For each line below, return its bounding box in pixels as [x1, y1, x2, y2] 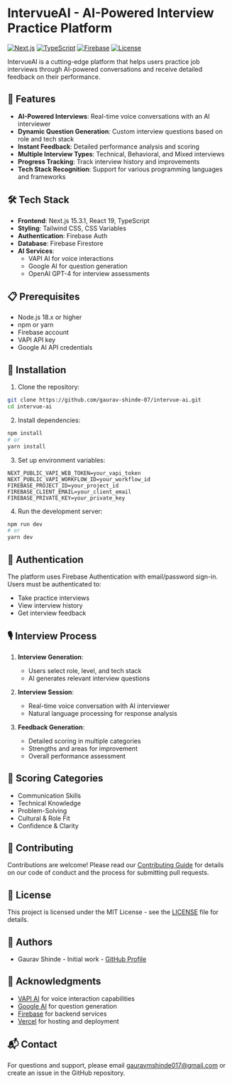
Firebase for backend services [17, 1009, 107, 1018]
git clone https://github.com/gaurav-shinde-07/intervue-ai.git [7, 397, 201, 404]
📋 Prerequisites [7, 290, 80, 303]
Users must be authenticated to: [7, 580, 101, 588]
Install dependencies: [17, 416, 81, 424]
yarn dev [7, 534, 33, 541]
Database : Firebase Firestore [17, 239, 104, 247]
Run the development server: [17, 507, 103, 515]
